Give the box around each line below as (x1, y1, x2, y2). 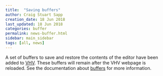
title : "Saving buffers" (5, 7, 60, 13)
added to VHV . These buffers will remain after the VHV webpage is (5, 59, 146, 66)
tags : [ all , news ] (5, 41, 45, 46)
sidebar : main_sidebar (5, 36, 54, 41)
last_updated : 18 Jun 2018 (5, 21, 63, 27)
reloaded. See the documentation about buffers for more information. (5, 65, 152, 71)
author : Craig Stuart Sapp (5, 12, 63, 17)
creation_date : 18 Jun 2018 (5, 17, 66, 22)
